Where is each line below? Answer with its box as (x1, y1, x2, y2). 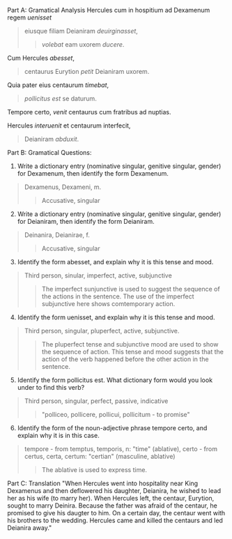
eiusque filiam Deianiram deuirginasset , (24, 27, 138, 35)
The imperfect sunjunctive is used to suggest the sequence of (41, 285, 221, 293)
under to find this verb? (17, 384, 85, 391)
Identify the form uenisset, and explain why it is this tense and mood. (17, 313, 215, 321)
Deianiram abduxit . (24, 135, 79, 143)
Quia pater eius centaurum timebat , (7, 81, 109, 89)
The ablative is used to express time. (41, 466, 148, 473)
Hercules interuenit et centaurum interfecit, (7, 121, 131, 130)
